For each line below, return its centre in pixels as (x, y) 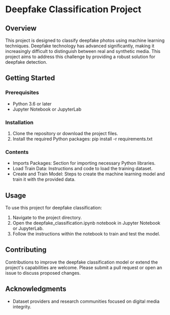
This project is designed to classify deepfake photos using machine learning (85, 40)
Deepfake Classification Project (73, 9)
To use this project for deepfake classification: (54, 208)
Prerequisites (22, 93)
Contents (17, 152)
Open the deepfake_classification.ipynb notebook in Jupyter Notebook (87, 223)
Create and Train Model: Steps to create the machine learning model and (89, 174)
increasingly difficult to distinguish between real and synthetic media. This (83, 51)
